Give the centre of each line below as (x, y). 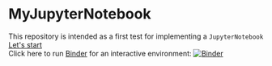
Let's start (25, 44)
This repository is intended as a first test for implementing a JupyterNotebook (136, 36)
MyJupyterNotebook (80, 14)
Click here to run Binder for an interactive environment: (100, 53)
